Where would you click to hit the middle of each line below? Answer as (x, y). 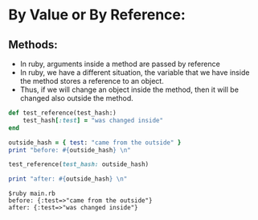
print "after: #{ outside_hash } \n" (68, 179)
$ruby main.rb (32, 194)
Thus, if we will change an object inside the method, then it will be (129, 89)
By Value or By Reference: (97, 15)
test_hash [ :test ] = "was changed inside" (93, 120)
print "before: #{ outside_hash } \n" (70, 150)
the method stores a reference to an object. (92, 81)
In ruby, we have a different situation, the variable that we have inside (135, 73)
